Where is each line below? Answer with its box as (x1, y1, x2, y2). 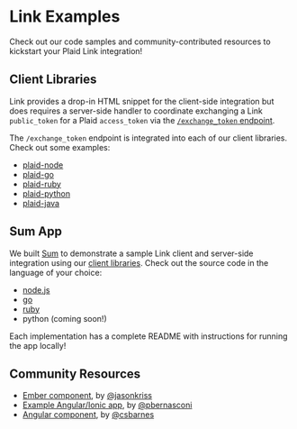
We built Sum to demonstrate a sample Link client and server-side (9, 248, 254, 259)
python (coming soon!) (22, 313, 108, 324)
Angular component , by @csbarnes (22, 409, 155, 420)
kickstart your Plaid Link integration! (9, 45, 143, 56)
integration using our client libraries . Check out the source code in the (9, 257, 269, 268)
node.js (22, 284, 51, 295)
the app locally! (9, 340, 67, 351)
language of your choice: (9, 267, 103, 278)
